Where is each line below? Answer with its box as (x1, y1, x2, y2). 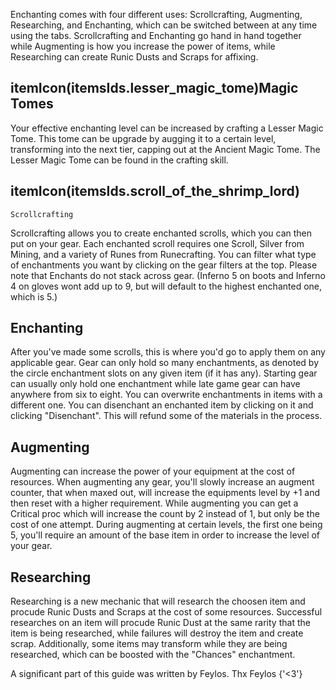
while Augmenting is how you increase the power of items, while (10, 40, 276, 52)
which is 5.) (10, 290, 58, 303)
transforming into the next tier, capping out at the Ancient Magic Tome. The (10, 143, 321, 155)
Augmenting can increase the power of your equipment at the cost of (10, 465, 296, 478)
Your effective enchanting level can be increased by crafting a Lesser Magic (10, 122, 324, 134)
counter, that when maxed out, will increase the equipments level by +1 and (10, 487, 320, 499)
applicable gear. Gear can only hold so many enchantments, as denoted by (10, 357, 319, 369)
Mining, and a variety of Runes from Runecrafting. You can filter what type (10, 248, 317, 260)
